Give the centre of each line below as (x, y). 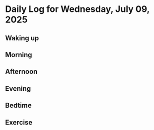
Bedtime (19, 105)
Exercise (19, 122)
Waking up (22, 38)
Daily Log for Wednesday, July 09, (77, 9)
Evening (18, 89)
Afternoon (21, 72)
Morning (19, 55)
